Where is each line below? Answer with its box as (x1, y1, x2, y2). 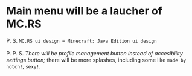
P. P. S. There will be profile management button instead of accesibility (6, 49, 183, 57)
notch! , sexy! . (6, 62, 41, 70)
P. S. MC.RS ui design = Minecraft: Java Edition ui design (6, 37, 157, 44)
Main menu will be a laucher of (6, 4, 162, 18)
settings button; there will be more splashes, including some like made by (6, 56, 187, 63)
